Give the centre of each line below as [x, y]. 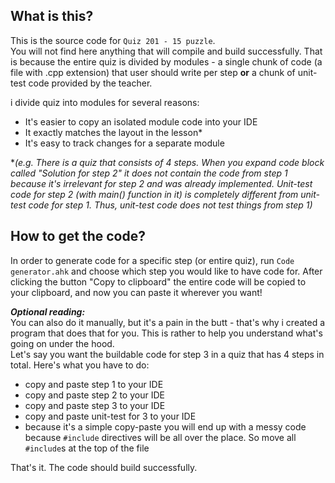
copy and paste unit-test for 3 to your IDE [110, 416]
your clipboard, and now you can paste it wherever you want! [136, 292]
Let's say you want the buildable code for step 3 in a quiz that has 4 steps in [167, 354]
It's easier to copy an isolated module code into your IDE [141, 121]
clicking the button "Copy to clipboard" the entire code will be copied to [158, 281]
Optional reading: [48, 311]
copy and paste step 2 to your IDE [94, 395]
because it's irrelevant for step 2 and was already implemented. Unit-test [161, 183]
